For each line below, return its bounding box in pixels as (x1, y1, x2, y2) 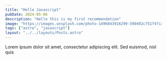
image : (5, 21, 19, 26)
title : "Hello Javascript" (5, 7, 61, 12)
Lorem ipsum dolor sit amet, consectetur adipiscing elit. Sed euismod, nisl (5, 44, 157, 50)
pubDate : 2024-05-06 (5, 12, 48, 17)
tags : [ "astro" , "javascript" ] (5, 26, 70, 31)
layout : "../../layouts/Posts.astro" (5, 30, 83, 35)
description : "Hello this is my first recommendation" (5, 16, 121, 21)
